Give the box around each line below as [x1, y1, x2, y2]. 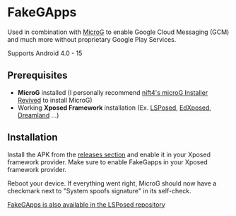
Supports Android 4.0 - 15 [7, 49, 83, 57]
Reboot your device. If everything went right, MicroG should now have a [7, 178, 217, 188]
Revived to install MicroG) [17, 96, 93, 104]
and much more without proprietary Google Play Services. [7, 35, 177, 43]
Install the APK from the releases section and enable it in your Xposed [7, 150, 211, 159]
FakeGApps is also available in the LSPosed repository [7, 200, 166, 209]
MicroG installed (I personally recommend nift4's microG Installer [17, 88, 208, 96]
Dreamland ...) [17, 110, 59, 119]
